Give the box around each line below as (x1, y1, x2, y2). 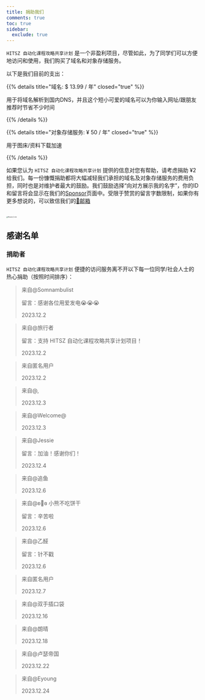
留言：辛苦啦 (21, 512, 54, 520)
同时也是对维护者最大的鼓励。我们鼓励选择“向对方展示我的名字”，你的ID (17, 182, 199, 189)
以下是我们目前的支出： (6, 70, 65, 77)
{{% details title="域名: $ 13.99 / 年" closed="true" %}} (6, 83, 145, 91)
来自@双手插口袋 (21, 600, 65, 607)
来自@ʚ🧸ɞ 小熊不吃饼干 (21, 499, 81, 506)
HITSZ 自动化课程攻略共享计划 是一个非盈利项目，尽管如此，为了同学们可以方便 (6, 50, 198, 57)
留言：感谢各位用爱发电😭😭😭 (21, 299, 100, 306)
